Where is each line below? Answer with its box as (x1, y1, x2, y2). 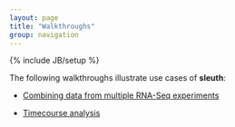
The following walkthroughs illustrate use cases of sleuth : (9, 73, 227, 83)
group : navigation (9, 30, 79, 39)
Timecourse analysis (22, 108, 101, 119)
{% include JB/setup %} (9, 55, 100, 66)
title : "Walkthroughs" (9, 22, 95, 31)
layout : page (9, 13, 59, 23)
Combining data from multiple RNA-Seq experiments (22, 90, 220, 101)
